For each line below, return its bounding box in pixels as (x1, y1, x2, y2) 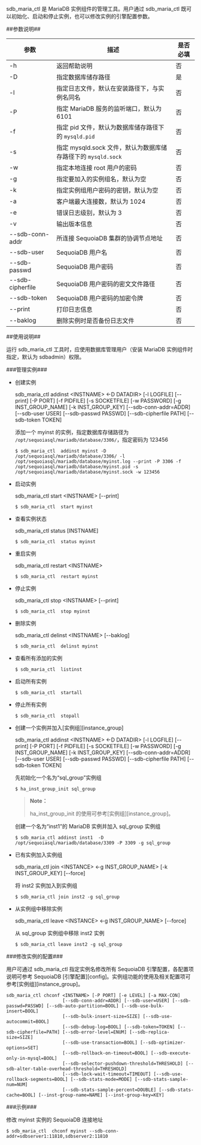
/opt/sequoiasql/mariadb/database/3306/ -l (14, 453, 126, 459)
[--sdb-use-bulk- (121, 1003, 165, 1009)
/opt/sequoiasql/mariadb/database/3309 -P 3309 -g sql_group (14, 840, 171, 846)
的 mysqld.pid (56, 132, 95, 140)
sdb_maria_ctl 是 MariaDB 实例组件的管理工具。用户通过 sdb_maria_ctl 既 (6, 5, 187, 12)
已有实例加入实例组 (14, 851, 63, 858)
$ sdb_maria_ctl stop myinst (14, 608, 91, 614)
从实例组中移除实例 (14, 905, 63, 912)
